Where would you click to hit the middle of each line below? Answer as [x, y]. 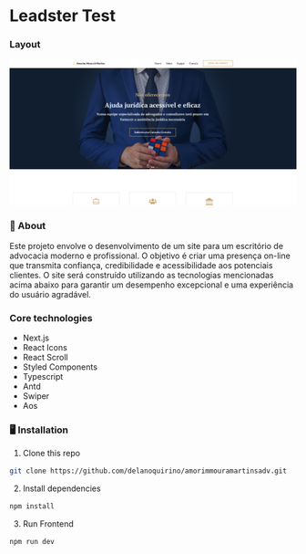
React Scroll [45, 358]
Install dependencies [62, 488]
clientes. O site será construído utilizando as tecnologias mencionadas [142, 275]
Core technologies [51, 318]
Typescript [43, 377]
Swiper [36, 396]
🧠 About [28, 226]
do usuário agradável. [50, 294]
